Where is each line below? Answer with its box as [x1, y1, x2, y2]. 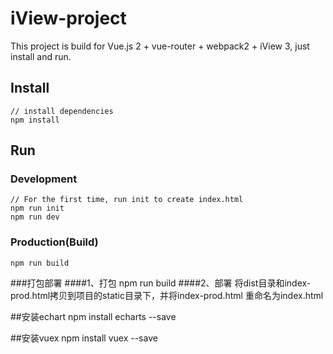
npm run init [10, 203, 65, 214]
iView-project [10, 7, 127, 30]
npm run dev [10, 212, 60, 222]
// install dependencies [10, 106, 114, 116]
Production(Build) [10, 235, 99, 249]
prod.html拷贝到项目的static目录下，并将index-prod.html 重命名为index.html [10, 289, 324, 301]
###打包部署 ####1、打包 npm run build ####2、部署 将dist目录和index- [10, 277, 312, 289]
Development [10, 172, 78, 186]
